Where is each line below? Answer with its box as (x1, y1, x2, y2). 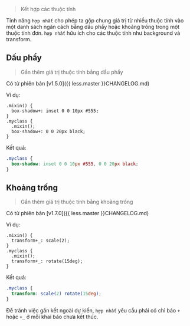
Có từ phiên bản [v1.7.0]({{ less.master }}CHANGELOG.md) (6, 210, 149, 217)
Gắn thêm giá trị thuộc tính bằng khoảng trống (20, 198, 133, 206)
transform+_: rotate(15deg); (11, 258, 83, 265)
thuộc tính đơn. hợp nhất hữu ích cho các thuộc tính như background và (6, 29, 181, 37)
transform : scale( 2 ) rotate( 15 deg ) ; (11, 291, 101, 297)
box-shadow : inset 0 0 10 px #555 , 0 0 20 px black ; (11, 161, 139, 167)
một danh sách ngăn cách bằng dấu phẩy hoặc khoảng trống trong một (6, 24, 180, 30)
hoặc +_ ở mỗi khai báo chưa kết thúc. (6, 313, 99, 320)
